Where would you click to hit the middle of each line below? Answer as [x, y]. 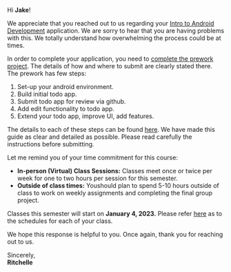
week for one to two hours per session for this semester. [97, 178]
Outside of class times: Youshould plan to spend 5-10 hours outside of [118, 185]
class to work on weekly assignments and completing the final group [114, 193]
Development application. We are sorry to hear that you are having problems [116, 31]
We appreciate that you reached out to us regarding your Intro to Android [111, 23]
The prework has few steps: [47, 73]
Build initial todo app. [47, 94]
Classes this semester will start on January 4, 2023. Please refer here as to [115, 214]
